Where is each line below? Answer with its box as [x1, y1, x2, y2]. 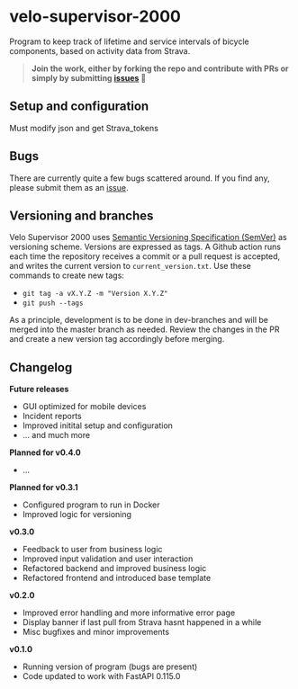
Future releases [9, 384, 69, 395]
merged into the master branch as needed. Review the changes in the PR [9, 324, 280, 335]
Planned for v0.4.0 [9, 447, 81, 458]
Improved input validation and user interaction [22, 553, 194, 564]
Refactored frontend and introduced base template [22, 573, 212, 584]
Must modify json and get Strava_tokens [9, 122, 159, 133]
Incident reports [22, 411, 83, 422]
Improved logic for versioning [22, 509, 132, 520]
